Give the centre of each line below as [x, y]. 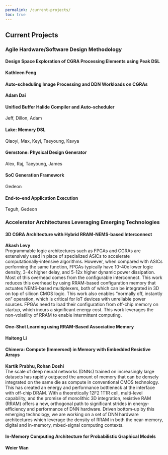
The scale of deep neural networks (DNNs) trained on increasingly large [80, 371]
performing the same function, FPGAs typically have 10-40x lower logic [79, 267]
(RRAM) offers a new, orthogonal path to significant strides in [69, 404]
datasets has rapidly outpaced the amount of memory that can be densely [82, 377]
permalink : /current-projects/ [38, 10]
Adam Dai [16, 95]
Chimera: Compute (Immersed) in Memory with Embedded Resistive [78, 350]
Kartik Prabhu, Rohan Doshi [35, 366]
